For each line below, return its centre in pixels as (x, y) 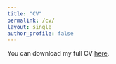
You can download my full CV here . (58, 53)
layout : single (30, 27)
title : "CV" (25, 14)
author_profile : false (40, 33)
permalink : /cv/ (31, 20)
